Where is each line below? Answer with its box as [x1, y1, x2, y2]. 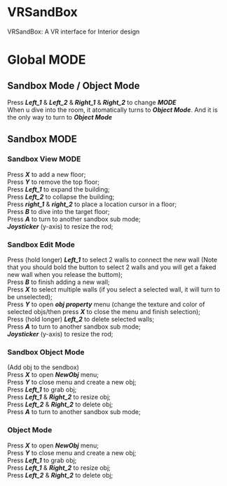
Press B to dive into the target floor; [7, 207, 110, 215]
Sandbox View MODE [7, 155, 81, 164]
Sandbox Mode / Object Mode [7, 80, 140, 92]
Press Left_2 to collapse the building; [7, 192, 115, 201]
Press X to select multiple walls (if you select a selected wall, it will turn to [7, 285, 221, 294]
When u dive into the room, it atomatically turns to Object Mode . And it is [7, 106, 219, 114]
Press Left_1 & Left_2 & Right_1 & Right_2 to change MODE [7, 98, 177, 106]
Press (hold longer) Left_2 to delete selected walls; [7, 315, 155, 323]
